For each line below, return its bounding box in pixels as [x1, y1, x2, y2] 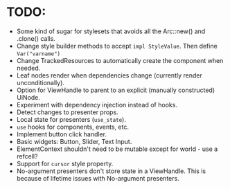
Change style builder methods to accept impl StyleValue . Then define [16, 42, 218, 50]
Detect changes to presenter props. [16, 108, 118, 116]
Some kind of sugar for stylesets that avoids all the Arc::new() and [16, 27, 206, 35]
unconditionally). [16, 78, 65, 87]
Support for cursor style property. [16, 159, 114, 168]
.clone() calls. [16, 34, 56, 42]
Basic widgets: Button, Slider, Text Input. [16, 137, 132, 145]
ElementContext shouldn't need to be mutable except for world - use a [16, 145, 218, 153]
